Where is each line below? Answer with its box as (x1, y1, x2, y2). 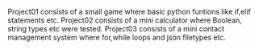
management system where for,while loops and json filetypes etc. (7, 32, 227, 42)
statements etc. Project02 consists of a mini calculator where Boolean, (7, 15, 243, 25)
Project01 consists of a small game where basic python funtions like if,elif (7, 7, 251, 16)
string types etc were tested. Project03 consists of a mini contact (7, 24, 225, 33)
